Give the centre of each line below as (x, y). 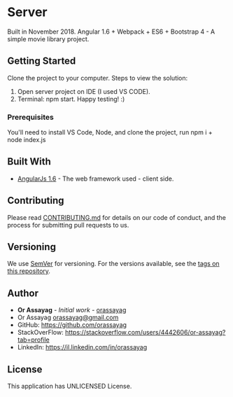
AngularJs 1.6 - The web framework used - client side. (96, 179)
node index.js (27, 140)
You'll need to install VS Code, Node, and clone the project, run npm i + (110, 132)
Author (23, 293)
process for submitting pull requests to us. (68, 225)
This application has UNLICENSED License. (70, 386)
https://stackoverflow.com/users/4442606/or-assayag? (146, 333)
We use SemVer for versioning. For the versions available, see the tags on (113, 264)
